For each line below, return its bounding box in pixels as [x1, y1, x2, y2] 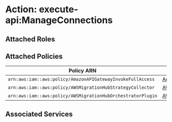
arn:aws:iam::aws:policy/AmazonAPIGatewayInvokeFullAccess [8, 77, 155, 82]
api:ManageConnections [5, 14, 113, 26]
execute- [39, 4, 78, 15]
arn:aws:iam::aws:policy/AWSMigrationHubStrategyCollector [8, 85, 155, 90]
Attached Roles [5, 35, 55, 43]
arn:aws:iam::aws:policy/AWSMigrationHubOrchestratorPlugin [8, 93, 158, 99]
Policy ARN [69, 67, 97, 75]
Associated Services [5, 110, 73, 118]
